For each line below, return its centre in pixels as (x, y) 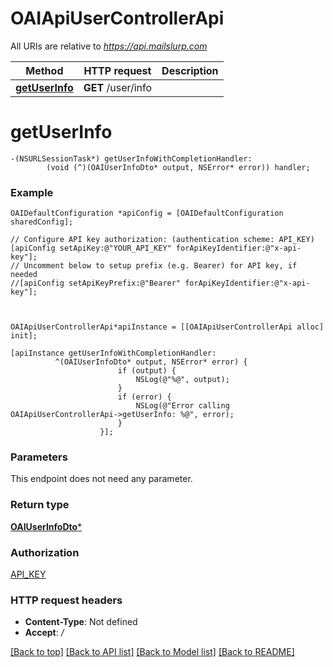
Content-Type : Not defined (81, 622)
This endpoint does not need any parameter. (101, 479)
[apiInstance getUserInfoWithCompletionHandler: (113, 353)
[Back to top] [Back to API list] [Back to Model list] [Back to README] (152, 652)
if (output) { (147, 371)
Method (44, 70)
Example (32, 192)
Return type (40, 505)
